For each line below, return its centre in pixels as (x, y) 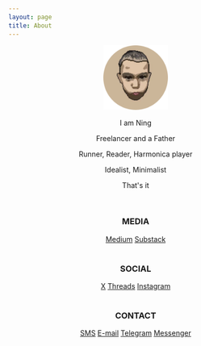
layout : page (30, 17)
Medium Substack (136, 239)
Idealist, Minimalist (136, 169)
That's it (136, 185)
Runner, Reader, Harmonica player (136, 154)
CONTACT (136, 316)
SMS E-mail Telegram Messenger (136, 333)
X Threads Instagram (136, 286)
